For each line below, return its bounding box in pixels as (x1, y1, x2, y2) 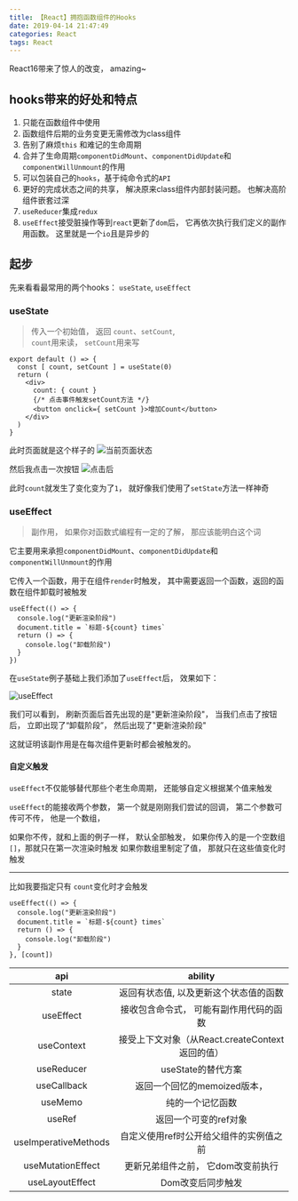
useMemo (41, 1095, 82, 1108)
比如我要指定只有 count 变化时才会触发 (9, 881, 148, 892)
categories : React (9, 29, 77, 38)
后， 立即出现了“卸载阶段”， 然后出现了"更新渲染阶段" (9, 720, 207, 731)
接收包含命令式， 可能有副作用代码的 (120, 1003, 274, 1015)
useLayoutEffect (27, 1175, 96, 1188)
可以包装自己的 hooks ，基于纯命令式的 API (21, 172, 171, 183)
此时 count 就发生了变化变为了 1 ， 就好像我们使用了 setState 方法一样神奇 (9, 483, 270, 493)
